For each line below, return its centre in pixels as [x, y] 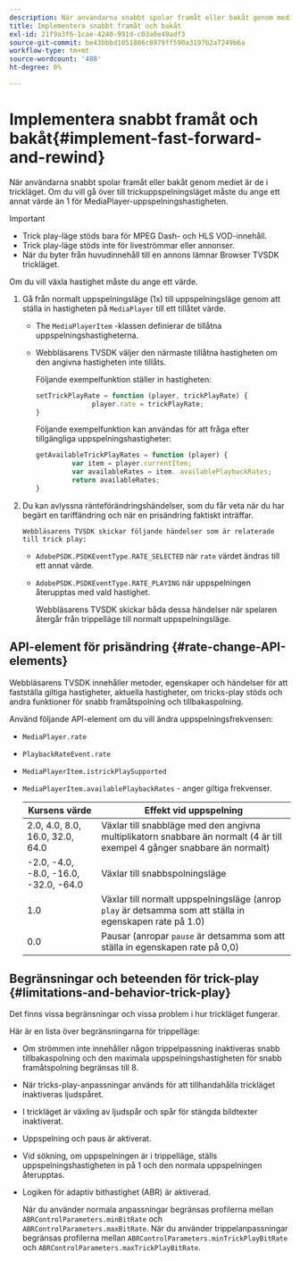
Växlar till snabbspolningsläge [164, 873]
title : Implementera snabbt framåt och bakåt [95, 26]
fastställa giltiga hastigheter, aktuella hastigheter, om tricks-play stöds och [146, 692]
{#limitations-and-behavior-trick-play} [120, 993]
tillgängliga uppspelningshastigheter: [104, 439]
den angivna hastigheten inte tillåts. [101, 362]
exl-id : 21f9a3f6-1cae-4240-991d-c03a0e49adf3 [97, 34]
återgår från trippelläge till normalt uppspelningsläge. [133, 618]
